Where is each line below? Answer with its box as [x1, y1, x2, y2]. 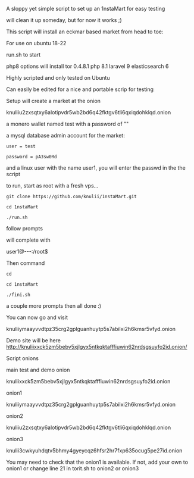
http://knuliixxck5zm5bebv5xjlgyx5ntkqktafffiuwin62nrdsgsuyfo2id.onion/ [6, 343, 187, 350]
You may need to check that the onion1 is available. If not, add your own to [6, 458, 189, 465]
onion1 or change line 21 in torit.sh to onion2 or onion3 [6, 465, 139, 472]
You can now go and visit [6, 314, 68, 321]
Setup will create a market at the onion [6, 98, 101, 104]
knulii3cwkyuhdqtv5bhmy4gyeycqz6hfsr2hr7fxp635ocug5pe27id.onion [6, 447, 183, 454]
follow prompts [6, 225, 43, 232]
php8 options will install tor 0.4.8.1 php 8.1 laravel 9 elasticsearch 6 [6, 63, 169, 70]
